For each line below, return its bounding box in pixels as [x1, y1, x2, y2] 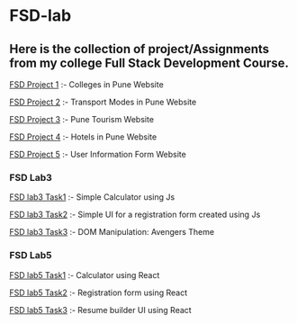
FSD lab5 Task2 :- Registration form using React [9, 287, 188, 298]
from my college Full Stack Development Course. [9, 55, 290, 70]
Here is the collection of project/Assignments [9, 41, 270, 57]
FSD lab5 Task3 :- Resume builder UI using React [9, 304, 192, 315]
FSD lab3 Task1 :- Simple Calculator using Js [9, 192, 175, 202]
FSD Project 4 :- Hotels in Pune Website [9, 131, 157, 142]
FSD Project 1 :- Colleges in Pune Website [9, 79, 164, 90]
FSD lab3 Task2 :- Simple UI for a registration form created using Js [9, 209, 261, 220]
